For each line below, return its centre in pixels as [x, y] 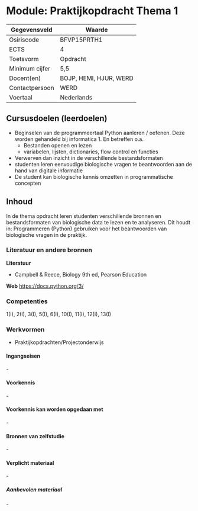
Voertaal [21, 97]
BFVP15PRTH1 [81, 40]
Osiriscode [24, 40]
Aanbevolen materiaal [34, 490]
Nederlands [76, 97]
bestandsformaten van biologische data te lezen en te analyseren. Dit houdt [98, 222]
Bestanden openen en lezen [58, 145]
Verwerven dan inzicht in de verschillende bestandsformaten [89, 158]
